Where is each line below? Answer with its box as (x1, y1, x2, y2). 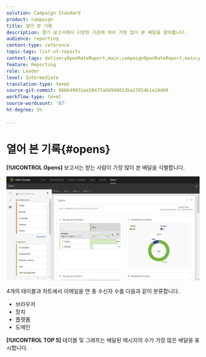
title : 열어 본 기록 (6, 23, 53, 29)
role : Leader (6, 68, 40, 74)
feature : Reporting (6, 61, 56, 67)
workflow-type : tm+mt (6, 94, 62, 100)
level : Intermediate (6, 74, 59, 81)
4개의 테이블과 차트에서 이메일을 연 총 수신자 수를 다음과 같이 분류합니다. (6, 288, 180, 295)
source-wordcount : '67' (6, 100, 67, 107)
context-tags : (6, 55, 43, 61)
